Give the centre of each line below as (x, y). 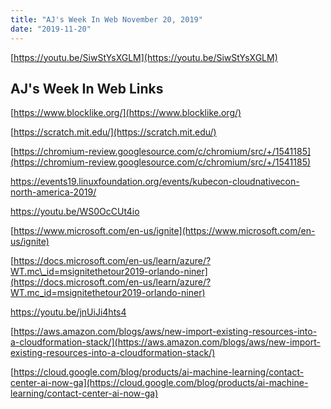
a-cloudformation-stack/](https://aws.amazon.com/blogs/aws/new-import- (165, 342)
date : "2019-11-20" (51, 29)
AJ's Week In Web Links (87, 88)
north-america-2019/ (53, 192)
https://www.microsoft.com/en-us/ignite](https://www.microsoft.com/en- (164, 231)
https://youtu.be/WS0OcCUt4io (75, 212)
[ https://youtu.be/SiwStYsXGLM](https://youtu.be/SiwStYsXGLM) (144, 57)
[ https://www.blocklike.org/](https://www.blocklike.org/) (126, 113)
